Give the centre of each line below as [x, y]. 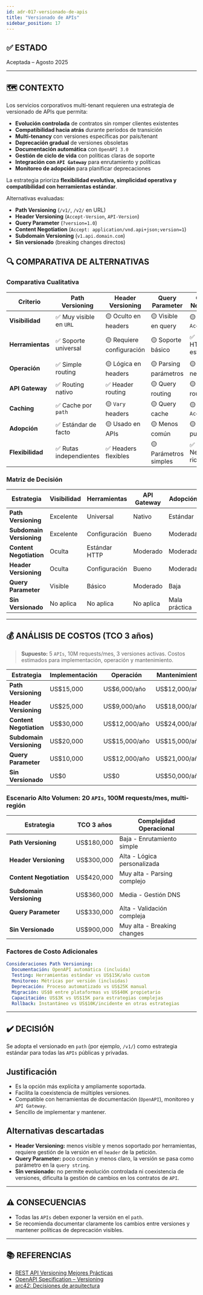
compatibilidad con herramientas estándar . [62, 186]
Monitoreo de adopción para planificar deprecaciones [83, 168]
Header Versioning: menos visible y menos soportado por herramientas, [106, 1146]
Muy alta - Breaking [148, 926]
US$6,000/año [124, 689]
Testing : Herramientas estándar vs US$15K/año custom [81, 975]
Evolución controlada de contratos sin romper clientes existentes [97, 123]
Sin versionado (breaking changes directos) [70, 242]
